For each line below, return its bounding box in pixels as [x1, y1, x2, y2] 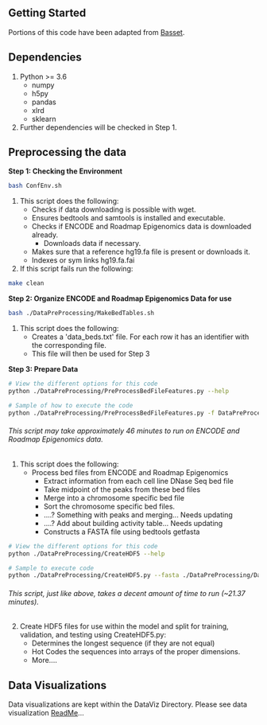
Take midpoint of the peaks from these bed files [43, 485, 201, 494]
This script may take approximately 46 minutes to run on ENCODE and [8, 426, 240, 436]
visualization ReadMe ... [8, 708, 85, 718]
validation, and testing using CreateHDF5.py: [19, 630, 167, 640]
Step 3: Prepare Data [8, 364, 79, 374]
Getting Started [8, 6, 87, 20]
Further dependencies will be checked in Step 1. [19, 123, 177, 132]
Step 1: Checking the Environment [8, 166, 123, 176]
